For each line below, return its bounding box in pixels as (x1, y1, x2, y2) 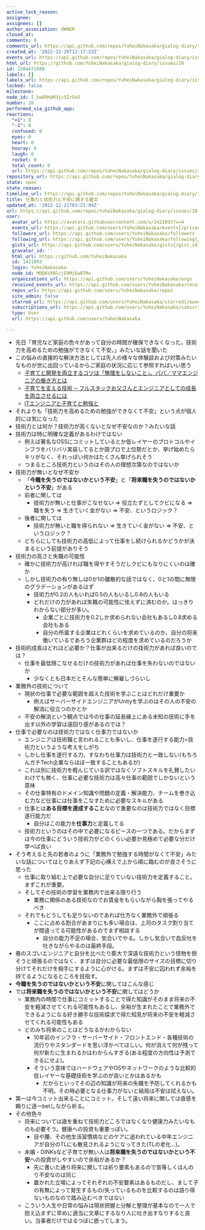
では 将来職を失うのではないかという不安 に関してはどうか (15, 987, 160, 995)
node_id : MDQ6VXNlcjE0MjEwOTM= (12, 270, 92, 277)
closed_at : (6, 32, 34, 38)
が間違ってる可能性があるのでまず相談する (33, 926, 140, 934)
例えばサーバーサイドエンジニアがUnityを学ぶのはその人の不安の (33, 697, 196, 705)
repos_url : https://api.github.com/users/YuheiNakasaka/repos (12, 287, 173, 293)
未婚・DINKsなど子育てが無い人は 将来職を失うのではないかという (24, 1148, 190, 1155)
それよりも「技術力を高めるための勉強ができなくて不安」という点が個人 (15, 407, 197, 414)
